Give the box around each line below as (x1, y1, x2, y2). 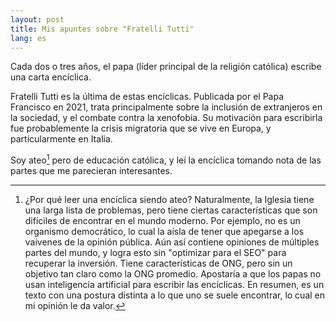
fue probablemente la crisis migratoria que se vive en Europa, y (10, 122, 272, 135)
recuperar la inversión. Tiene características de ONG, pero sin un (24, 257, 293, 270)
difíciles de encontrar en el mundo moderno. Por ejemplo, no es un (24, 215, 301, 227)
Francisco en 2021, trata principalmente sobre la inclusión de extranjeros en (10, 101, 323, 113)
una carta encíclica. (10, 71, 92, 83)
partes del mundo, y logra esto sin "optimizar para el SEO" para (24, 247, 287, 259)
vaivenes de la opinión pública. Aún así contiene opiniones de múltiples (24, 236, 320, 248)
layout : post (10, 14, 65, 25)
